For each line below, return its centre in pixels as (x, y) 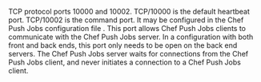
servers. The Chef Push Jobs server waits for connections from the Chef (128, 54)
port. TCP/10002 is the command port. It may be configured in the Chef (126, 20)
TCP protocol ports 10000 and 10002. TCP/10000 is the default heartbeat (129, 12)
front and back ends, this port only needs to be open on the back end (123, 45)
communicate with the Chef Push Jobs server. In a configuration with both (131, 37)
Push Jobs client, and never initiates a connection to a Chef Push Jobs (125, 62)
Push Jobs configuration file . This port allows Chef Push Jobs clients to (127, 28)
